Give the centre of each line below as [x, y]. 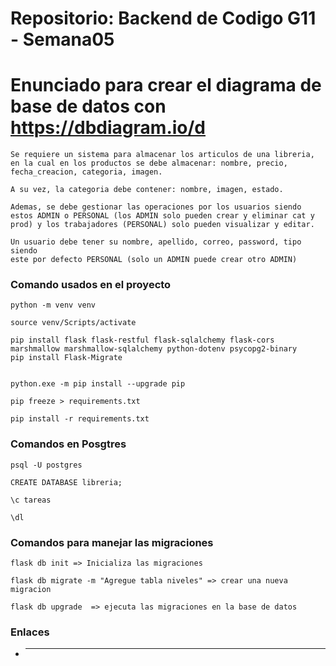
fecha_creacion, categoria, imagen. [86, 172]
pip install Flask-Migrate [66, 358]
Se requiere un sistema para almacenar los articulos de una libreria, [162, 155]
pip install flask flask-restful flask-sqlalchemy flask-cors [142, 340]
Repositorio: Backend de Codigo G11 [163, 18]
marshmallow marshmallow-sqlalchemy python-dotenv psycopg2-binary [154, 349]
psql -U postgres [46, 465]
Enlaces [30, 632]
